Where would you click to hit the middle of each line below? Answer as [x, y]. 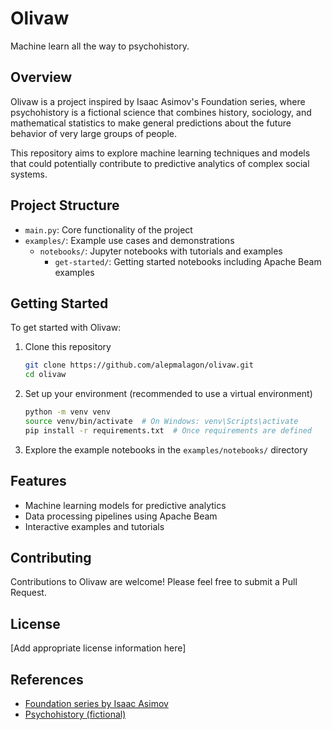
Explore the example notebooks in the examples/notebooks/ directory [166, 449]
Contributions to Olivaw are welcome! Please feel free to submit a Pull [154, 582]
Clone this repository [68, 347]
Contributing [51, 557]
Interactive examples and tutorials [94, 526]
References [47, 679]
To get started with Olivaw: [66, 328]
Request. [28, 593]
